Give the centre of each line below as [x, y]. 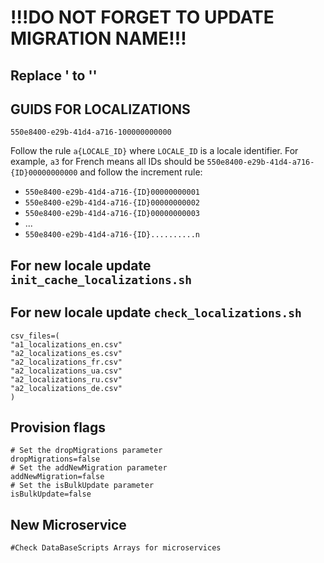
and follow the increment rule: [141, 172]
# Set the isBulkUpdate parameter [82, 486]
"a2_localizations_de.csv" [66, 388]
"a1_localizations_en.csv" [66, 344]
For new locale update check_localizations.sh [156, 312]
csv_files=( [35, 336]
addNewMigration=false [57, 477]
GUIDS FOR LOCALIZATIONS [100, 109]
